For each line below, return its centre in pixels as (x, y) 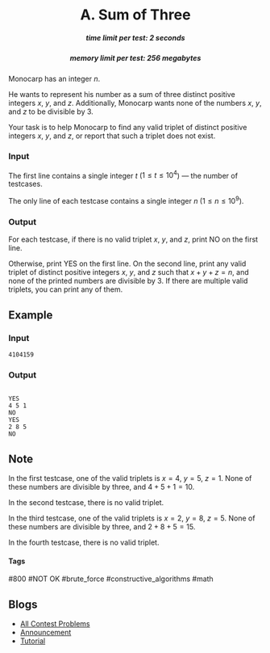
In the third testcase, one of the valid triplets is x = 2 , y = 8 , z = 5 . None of (132, 518)
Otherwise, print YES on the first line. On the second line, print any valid (127, 263)
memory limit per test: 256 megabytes (135, 58)
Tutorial (33, 641)
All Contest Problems (55, 624)
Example (31, 315)
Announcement (46, 633)
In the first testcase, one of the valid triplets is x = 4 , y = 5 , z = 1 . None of (130, 478)
